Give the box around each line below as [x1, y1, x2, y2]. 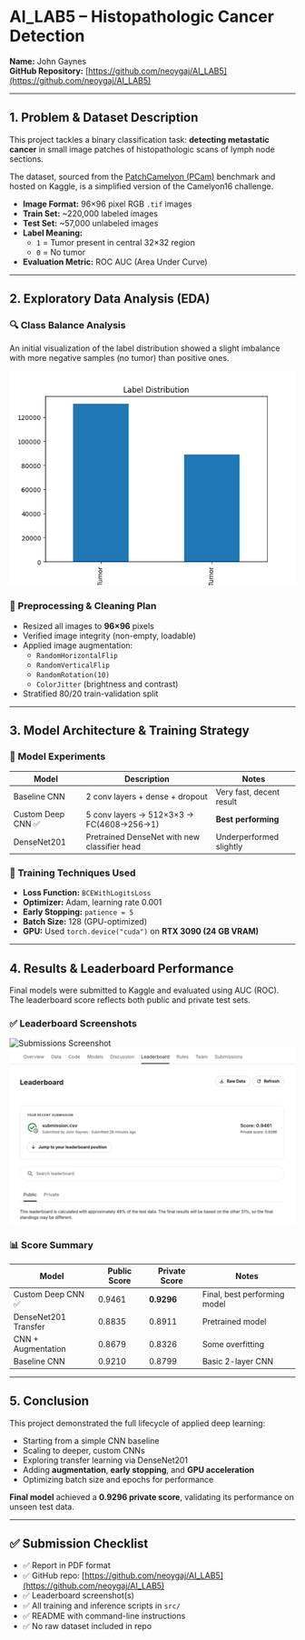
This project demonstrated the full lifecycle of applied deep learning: [9, 1417, 266, 1428]
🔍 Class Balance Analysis [9, 319, 126, 332]
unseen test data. [9, 1501, 74, 1512]
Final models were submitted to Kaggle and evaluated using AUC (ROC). [9, 985, 280, 996]
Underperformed [215, 832, 280, 843]
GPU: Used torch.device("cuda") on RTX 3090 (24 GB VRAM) [22, 925, 260, 937]
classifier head [85, 841, 142, 852]
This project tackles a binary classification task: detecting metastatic [9, 134, 270, 145]
